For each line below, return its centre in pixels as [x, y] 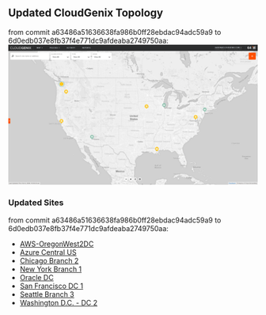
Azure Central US [48, 252]
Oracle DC [36, 277]
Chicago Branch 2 [49, 260]
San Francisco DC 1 [51, 286]
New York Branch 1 [51, 269]
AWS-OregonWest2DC [57, 244]
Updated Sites [36, 203]
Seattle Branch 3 [47, 294]
